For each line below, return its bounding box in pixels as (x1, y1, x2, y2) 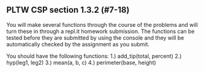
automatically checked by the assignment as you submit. (6, 40, 150, 48)
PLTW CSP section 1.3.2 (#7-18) (6, 5, 130, 15)
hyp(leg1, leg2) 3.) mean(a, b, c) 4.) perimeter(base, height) (6, 59, 156, 66)
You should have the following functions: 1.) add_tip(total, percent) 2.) (6, 52, 182, 60)
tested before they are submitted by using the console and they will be (6, 34, 184, 41)
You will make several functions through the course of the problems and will (6, 21, 198, 28)
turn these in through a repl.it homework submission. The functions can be (6, 27, 195, 35)
